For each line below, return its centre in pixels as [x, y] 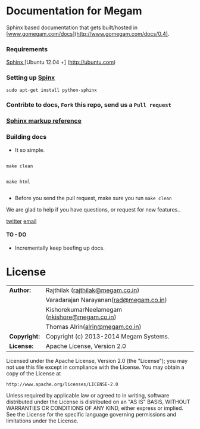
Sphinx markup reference [44, 121]
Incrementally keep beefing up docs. [60, 248]
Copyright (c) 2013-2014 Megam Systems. [107, 336]
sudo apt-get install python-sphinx [51, 90]
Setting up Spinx [31, 77]
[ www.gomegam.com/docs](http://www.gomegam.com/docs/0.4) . [88, 33]
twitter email [21, 221]
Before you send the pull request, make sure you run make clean [93, 198]
